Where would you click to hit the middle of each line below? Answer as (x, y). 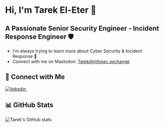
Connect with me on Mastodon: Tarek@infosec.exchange (71, 62)
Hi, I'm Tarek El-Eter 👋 (51, 10)
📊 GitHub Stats (29, 105)
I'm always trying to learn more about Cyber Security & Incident (77, 51)
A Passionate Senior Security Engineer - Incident (82, 28)
